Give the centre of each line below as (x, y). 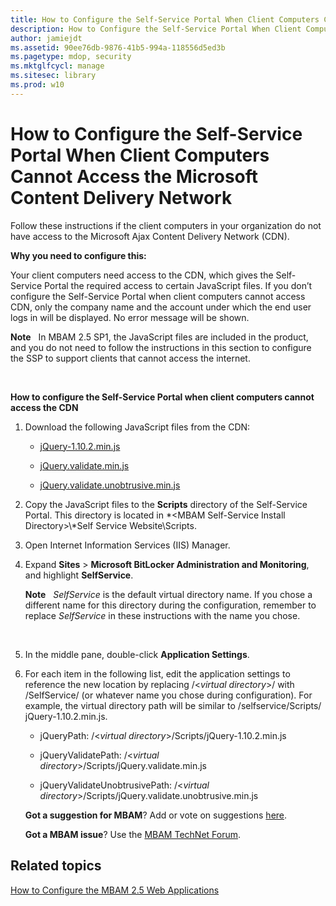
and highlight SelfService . (79, 575)
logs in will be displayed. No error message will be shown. (130, 317)
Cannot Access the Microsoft (134, 176)
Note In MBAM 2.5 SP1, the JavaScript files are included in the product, (159, 337)
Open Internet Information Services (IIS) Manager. (127, 545)
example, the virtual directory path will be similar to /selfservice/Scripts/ (173, 705)
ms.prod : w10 (37, 85)
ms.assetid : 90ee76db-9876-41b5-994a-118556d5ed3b (118, 47)
